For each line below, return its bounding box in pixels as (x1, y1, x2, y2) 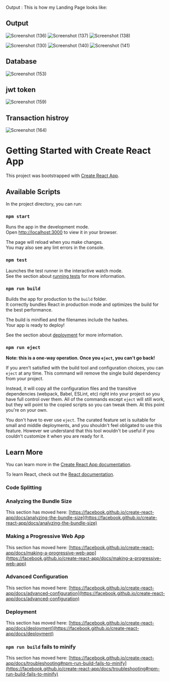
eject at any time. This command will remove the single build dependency (6, 370, 161, 376)
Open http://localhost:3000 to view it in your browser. (6, 229, 118, 236)
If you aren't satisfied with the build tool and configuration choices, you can (6, 365, 164, 371)
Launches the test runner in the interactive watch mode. (6, 267, 123, 274)
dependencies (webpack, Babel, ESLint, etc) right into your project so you (6, 391, 160, 397)
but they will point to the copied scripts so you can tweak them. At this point (6, 402, 164, 408)
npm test (6, 257, 27, 263)
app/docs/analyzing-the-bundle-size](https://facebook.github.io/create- (6, 515, 158, 521)
